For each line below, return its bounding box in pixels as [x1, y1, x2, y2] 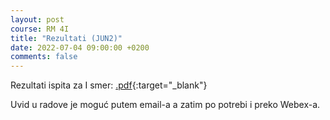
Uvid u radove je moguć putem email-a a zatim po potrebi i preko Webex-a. [10, 99, 321, 111]
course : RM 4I [10, 24, 70, 34]
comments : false [10, 52, 78, 62]
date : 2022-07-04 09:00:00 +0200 [10, 42, 150, 53]
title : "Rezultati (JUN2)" [10, 33, 123, 43]
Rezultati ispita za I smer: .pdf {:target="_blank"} [10, 79, 208, 91]
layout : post [10, 14, 65, 25]
